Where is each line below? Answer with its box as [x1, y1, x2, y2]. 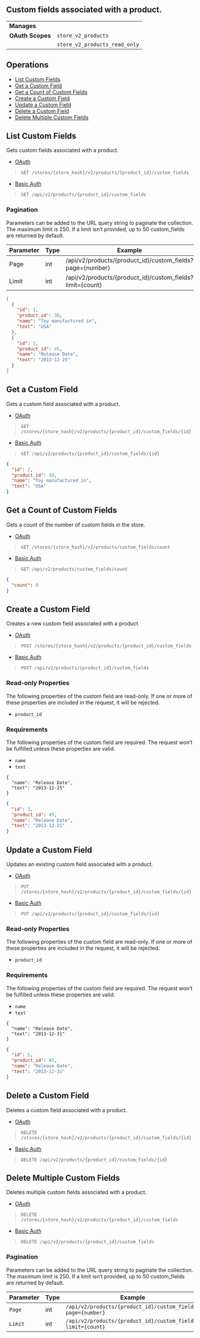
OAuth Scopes [9, 31, 51, 39]
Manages [9, 21, 37, 30]
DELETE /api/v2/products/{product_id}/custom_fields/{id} [20, 1157, 168, 1163]
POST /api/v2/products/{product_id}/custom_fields [20, 665, 149, 671]
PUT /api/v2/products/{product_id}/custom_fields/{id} [20, 910, 160, 917]
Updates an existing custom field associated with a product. [6, 860, 154, 868]
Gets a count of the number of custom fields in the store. [6, 521, 146, 528]
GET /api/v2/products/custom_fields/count [20, 566, 128, 572]
